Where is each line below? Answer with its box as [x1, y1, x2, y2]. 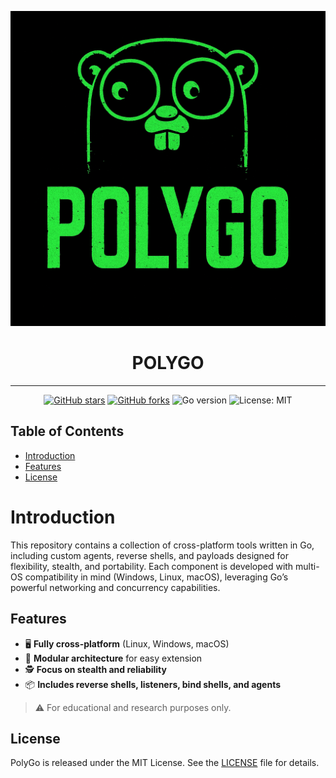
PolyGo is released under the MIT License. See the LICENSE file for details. [10, 757, 320, 769]
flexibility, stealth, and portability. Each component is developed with [10, 560, 294, 572]
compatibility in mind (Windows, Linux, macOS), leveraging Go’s [24, 571, 289, 583]
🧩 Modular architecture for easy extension [24, 652, 203, 664]
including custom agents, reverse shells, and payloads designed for [10, 549, 289, 561]
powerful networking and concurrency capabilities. [10, 581, 221, 593]
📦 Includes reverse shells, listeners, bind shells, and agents [24, 678, 282, 690]
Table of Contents [10, 423, 125, 440]
